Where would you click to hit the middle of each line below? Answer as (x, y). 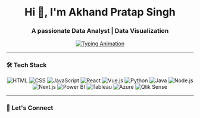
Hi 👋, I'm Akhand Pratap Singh (100, 12)
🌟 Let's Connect (30, 108)
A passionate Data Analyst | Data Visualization (100, 31)
